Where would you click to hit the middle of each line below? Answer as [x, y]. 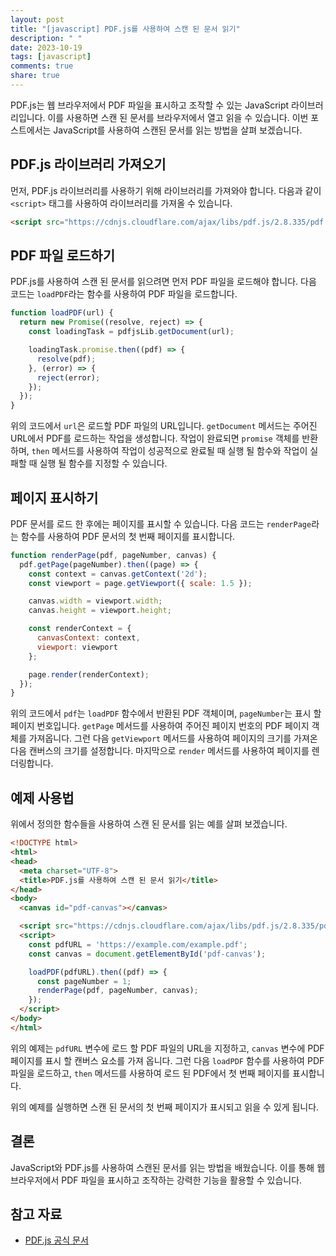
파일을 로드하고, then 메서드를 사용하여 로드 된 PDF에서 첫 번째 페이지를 [150, 1073]
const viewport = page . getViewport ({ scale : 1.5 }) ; [140, 583]
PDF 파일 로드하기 [62, 255]
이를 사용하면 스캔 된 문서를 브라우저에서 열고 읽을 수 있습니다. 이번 [178, 117]
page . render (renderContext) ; [89, 674]
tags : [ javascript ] [51, 57]
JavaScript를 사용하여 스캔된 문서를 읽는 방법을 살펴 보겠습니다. [178, 130]
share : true [35, 76]
